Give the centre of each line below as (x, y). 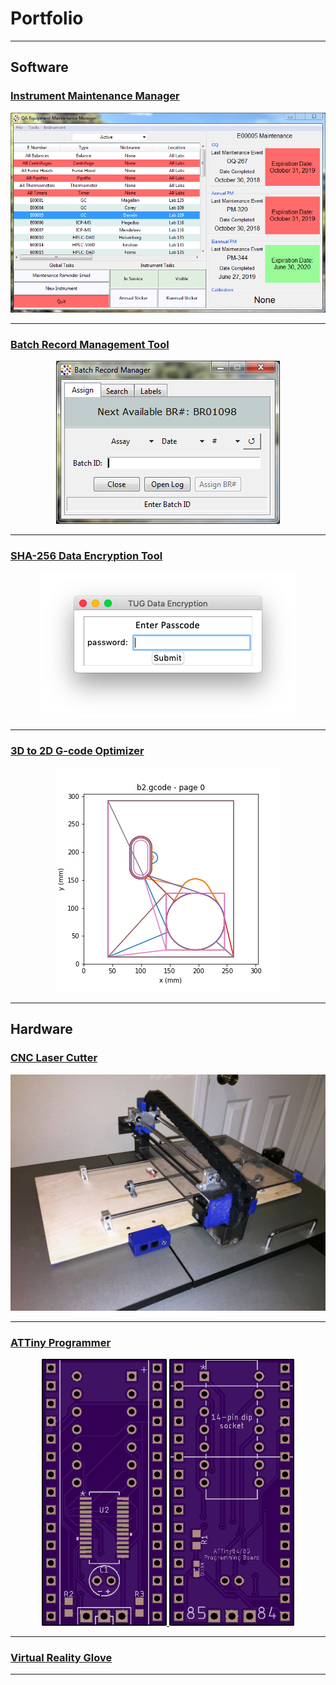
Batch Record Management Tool (90, 345)
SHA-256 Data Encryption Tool (86, 556)
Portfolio (47, 18)
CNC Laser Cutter (54, 1058)
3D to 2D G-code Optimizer (77, 750)
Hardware (41, 1029)
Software (39, 67)
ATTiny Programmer (61, 1342)
